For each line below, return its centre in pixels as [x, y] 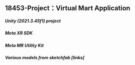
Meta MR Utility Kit [25, 45]
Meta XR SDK [19, 33]
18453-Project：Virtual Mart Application [68, 8]
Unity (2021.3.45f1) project [33, 21]
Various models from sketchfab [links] [45, 58]
